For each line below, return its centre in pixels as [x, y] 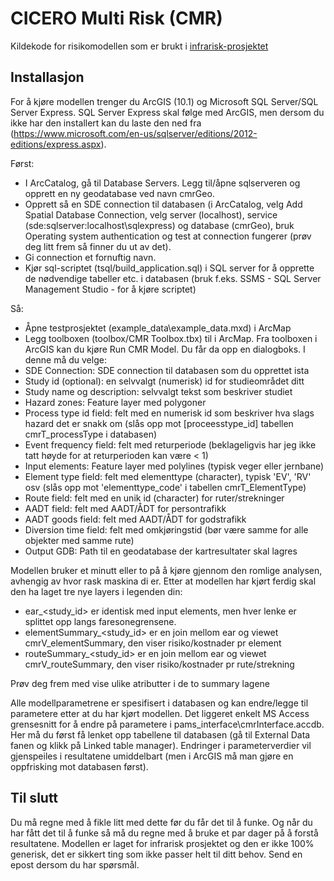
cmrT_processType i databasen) [91, 434]
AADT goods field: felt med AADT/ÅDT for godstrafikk [135, 519]
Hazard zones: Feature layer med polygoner [115, 402]
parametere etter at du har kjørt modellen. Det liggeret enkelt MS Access [160, 713]
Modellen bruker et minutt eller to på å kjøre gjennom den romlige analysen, [166, 570]
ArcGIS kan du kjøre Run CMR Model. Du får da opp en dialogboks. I [165, 349]
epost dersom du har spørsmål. [75, 864]
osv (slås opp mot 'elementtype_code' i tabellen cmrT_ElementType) [165, 487]
